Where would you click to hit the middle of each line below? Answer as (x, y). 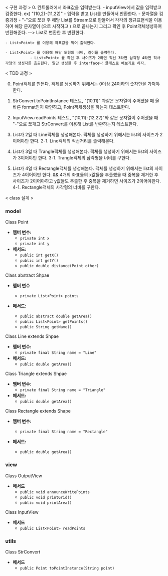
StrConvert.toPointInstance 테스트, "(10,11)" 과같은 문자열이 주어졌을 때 (83, 101)
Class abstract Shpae (27, 275)
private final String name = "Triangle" (63, 390)
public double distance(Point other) (59, 266)
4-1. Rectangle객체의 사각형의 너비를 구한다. (56, 187)
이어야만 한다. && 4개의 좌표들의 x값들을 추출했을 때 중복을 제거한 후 (92, 175)
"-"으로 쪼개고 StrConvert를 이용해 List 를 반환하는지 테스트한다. (75, 124)
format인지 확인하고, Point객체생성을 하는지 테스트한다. (76, 107)
